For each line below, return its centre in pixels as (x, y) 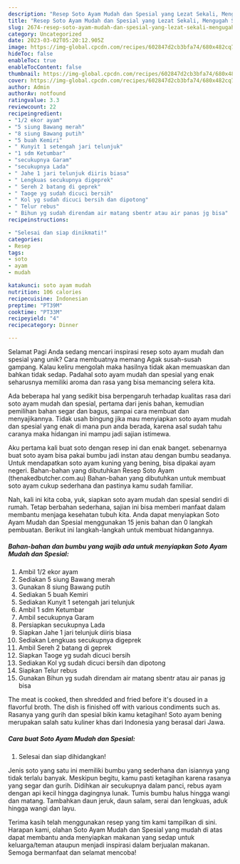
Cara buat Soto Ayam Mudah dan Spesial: (72, 738)
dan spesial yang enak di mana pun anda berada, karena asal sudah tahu (115, 426)
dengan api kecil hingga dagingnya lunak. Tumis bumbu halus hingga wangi (119, 793)
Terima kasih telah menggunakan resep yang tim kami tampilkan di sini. (113, 822)
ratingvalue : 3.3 (34, 101)
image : (18, 47)
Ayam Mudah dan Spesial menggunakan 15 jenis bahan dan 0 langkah (110, 522)
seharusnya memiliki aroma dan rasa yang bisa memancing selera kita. (112, 382)
